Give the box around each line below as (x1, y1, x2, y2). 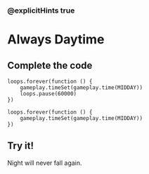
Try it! (7, 140, 34, 152)
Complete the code (7, 59, 93, 72)
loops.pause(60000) (20, 90, 77, 97)
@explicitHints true (7, 6, 75, 15)
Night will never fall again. (7, 159, 82, 167)
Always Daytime (7, 32, 105, 48)
